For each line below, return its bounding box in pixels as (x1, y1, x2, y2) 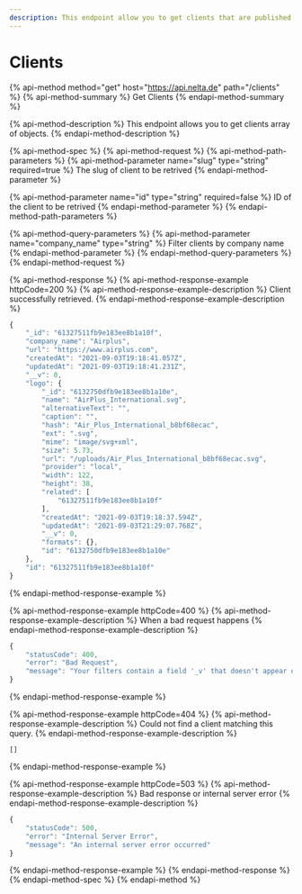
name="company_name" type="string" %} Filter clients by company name (9, 238, 285, 248)
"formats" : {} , (41, 537, 99, 547)
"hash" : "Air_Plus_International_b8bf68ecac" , (41, 420, 219, 430)
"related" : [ (41, 488, 91, 497)
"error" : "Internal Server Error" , (25, 832, 159, 841)
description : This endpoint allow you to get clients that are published (9, 13, 292, 23)
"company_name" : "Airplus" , (25, 337, 130, 347)
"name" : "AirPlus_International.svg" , (41, 395, 187, 405)
